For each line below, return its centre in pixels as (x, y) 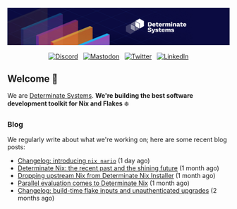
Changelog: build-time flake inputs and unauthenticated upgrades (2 (117, 191)
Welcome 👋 (33, 78)
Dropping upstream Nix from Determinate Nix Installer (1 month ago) (116, 176)
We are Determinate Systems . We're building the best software (101, 95)
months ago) (36, 198)
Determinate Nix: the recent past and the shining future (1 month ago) (119, 168)
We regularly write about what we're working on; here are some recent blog (117, 140)
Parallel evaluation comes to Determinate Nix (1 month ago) (104, 183)
